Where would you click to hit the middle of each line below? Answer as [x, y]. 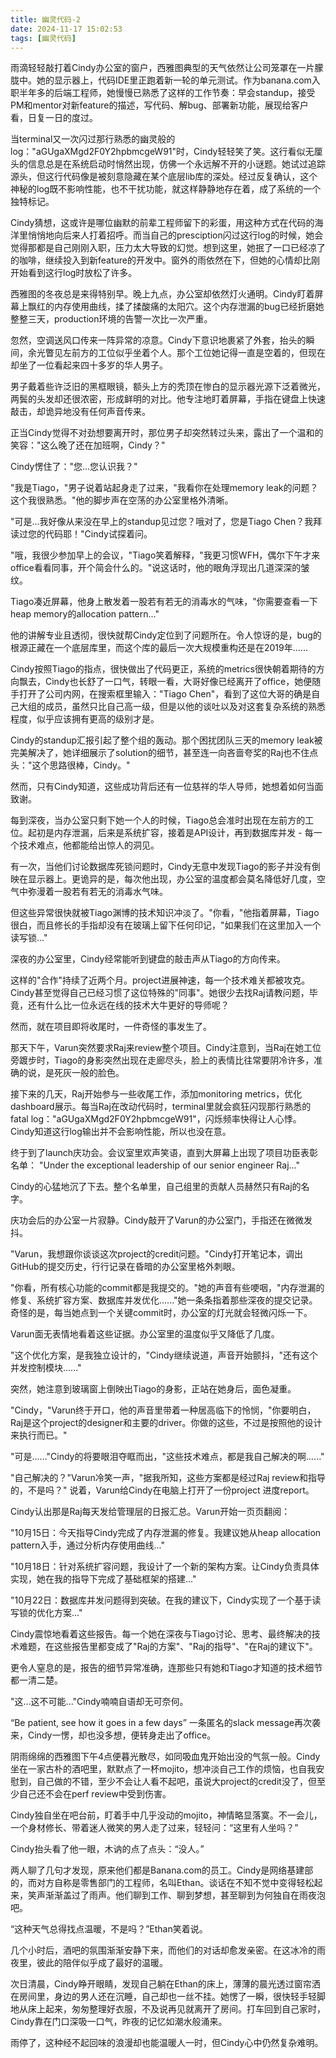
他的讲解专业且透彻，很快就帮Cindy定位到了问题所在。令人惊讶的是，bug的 [166, 635]
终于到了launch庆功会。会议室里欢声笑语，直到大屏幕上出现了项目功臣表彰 [164, 1153]
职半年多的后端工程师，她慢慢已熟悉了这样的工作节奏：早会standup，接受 [163, 93]
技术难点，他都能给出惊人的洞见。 [89, 845]
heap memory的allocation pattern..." [85, 614]
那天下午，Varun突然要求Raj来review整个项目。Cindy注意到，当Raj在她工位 [166, 1048]
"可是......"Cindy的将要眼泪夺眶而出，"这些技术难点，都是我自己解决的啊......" [167, 1457]
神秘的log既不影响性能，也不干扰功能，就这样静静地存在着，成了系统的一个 [166, 189]
